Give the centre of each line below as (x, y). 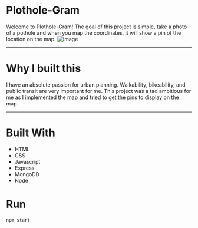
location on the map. (31, 39)
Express (24, 168)
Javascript (27, 161)
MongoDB (27, 174)
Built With (31, 133)
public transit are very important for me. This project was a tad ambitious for (99, 91)
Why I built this (44, 69)
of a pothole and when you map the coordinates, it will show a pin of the (94, 32)
